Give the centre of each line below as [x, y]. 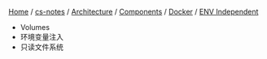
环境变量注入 [42, 37]
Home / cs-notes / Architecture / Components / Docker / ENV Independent [133, 12]
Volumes [35, 27]
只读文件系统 [42, 47]
